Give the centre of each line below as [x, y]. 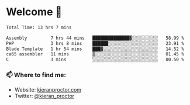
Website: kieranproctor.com [48, 90]
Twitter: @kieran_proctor [44, 96]
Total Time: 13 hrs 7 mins [39, 27]
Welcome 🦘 [34, 12]
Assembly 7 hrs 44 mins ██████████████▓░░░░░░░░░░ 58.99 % [95, 38]
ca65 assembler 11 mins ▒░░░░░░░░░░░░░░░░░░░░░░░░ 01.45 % [95, 54]
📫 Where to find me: [36, 75]
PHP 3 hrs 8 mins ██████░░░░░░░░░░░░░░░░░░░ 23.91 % [95, 43]
